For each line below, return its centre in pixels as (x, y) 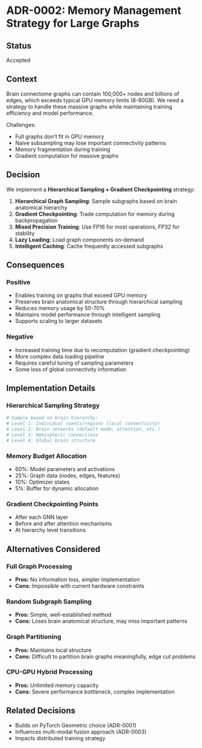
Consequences (36, 265)
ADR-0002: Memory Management (94, 11)
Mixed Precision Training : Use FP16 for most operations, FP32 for (97, 227)
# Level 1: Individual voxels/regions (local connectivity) (84, 424)
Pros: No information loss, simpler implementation (77, 579)
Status (19, 46)
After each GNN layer (41, 517)
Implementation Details (51, 388)
